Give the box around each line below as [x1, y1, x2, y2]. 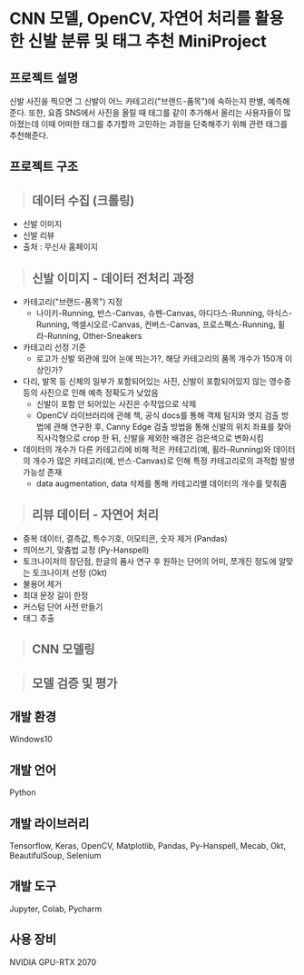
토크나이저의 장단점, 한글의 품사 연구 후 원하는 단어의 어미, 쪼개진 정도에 [22, 555, 277, 566]
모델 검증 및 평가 [31, 675, 118, 691]
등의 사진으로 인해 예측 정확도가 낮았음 [22, 387, 159, 398]
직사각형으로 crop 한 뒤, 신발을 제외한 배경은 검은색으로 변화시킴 [35, 433, 265, 443]
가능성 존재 [22, 467, 63, 478]
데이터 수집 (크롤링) [31, 193, 135, 208]
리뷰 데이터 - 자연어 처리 [31, 507, 159, 522]
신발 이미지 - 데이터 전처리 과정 [31, 270, 195, 286]
